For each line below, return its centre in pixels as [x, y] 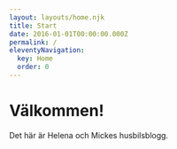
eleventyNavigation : [47, 51]
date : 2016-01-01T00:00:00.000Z [69, 34]
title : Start [33, 26]
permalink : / [33, 42]
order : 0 [33, 67]
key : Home [35, 59]
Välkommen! [57, 111]
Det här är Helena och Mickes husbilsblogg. [89, 135]
